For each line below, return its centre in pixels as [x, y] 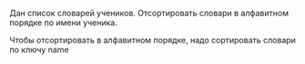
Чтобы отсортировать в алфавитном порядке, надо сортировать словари [152, 40]
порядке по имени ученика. [64, 23]
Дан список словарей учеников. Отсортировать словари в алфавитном [149, 13]
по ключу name [40, 50]
